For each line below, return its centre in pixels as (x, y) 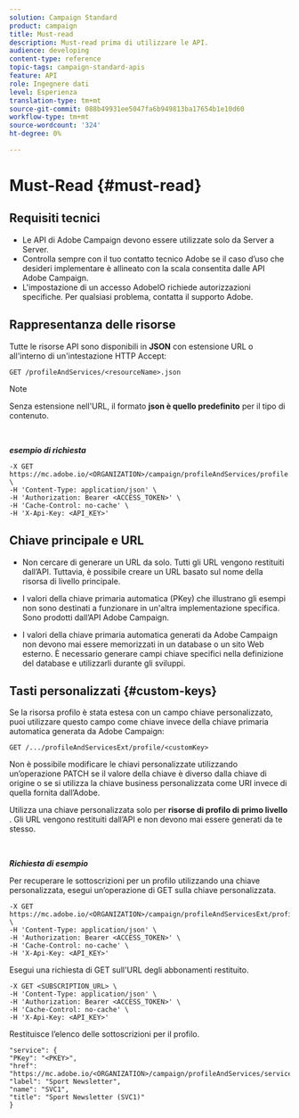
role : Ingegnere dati (49, 84)
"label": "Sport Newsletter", (65, 1082)
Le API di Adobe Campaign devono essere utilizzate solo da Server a (148, 240)
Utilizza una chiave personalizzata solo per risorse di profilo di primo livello (149, 810)
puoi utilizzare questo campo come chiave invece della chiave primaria (139, 722)
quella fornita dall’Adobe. (55, 793)
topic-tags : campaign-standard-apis (77, 68)
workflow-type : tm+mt (49, 117)
